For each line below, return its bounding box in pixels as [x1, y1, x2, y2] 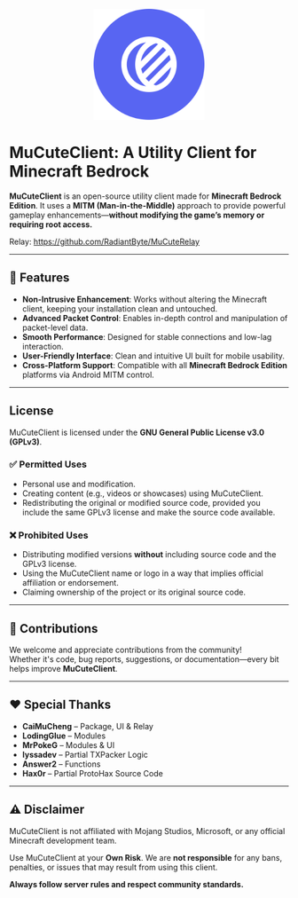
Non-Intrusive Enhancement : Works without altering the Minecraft [21, 294, 268, 304]
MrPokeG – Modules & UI [21, 739, 115, 750]
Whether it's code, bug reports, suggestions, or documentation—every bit [9, 653, 279, 665]
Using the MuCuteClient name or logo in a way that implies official [21, 568, 263, 579]
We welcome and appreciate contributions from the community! [9, 644, 242, 655]
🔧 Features [9, 271, 70, 286]
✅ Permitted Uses [9, 458, 87, 470]
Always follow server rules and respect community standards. [9, 878, 244, 889]
